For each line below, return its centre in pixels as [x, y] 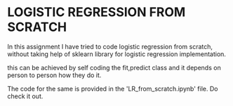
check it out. [25, 96]
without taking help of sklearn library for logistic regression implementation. [117, 54]
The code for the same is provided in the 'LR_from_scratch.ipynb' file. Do [113, 88]
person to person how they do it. [54, 75]
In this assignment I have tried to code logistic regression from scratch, [110, 46]
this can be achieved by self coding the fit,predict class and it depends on [114, 67]
